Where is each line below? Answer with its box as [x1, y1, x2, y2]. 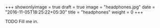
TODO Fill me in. [5, 19, 39, 24]
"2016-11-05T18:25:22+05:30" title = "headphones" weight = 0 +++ [5, 9, 144, 15]
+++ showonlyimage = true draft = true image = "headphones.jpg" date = [5, 4, 155, 10]
